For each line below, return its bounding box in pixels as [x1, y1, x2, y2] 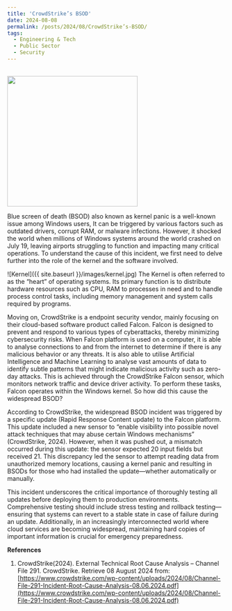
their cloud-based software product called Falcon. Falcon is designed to [7, 320, 214, 328]
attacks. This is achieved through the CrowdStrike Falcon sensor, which [19, 372, 224, 380]
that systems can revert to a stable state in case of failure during [33, 509, 219, 518]
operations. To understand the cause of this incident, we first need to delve [7, 248, 223, 257]
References [7, 546, 42, 554]
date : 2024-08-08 [7, 17, 58, 24]
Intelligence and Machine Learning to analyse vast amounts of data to [7, 357, 207, 365]
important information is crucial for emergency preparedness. [7, 532, 184, 540]
